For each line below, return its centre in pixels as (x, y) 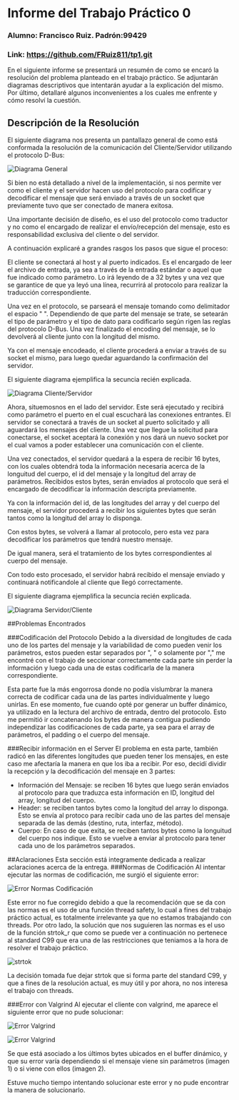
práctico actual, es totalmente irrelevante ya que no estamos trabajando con (119, 917)
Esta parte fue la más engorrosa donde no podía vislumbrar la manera (110, 689)
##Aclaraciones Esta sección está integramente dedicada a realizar (107, 860)
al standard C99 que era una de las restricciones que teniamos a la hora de (118, 940)
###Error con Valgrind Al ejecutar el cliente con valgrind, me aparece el (113, 1004)
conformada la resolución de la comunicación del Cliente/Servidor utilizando (120, 148)
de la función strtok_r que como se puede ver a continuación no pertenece (117, 933)
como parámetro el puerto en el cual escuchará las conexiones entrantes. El (119, 414)
